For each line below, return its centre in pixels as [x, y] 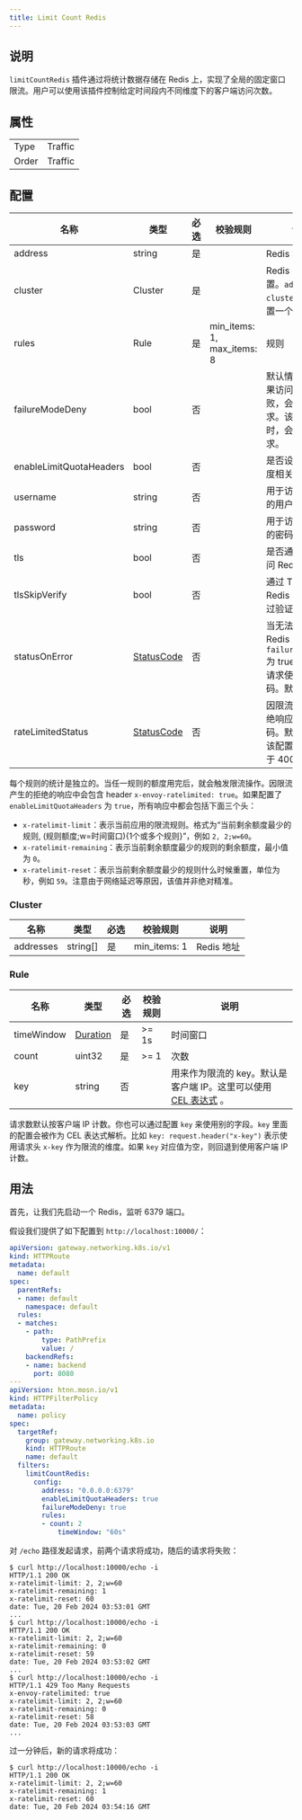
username [35, 497]
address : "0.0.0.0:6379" [88, 1490]
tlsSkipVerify [40, 595]
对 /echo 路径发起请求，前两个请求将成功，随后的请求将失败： [124, 1550]
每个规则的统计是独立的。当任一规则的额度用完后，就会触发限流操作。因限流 [151, 784]
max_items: [234, 349]
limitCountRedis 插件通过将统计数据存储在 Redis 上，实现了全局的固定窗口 [147, 80]
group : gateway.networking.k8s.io [90, 1440]
